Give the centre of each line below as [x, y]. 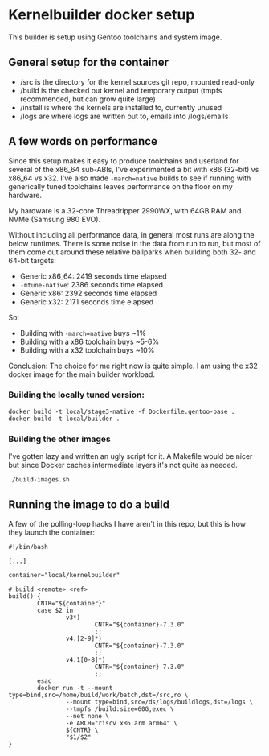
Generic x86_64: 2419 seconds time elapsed [93, 276]
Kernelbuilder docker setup [102, 15]
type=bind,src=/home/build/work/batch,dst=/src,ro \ [98, 695]
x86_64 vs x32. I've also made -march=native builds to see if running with [130, 178]
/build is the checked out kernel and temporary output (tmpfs [121, 90]
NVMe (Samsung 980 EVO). [55, 219]
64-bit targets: [32, 260]
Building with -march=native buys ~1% [83, 333]
